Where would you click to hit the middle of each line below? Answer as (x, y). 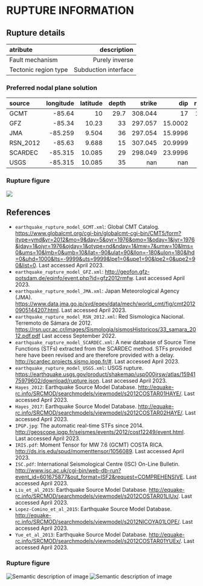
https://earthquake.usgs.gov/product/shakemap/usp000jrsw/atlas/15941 (105, 374)
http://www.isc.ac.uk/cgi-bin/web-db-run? (68, 471)
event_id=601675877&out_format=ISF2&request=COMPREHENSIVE (99, 477)
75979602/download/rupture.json (57, 381)
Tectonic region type (39, 70)
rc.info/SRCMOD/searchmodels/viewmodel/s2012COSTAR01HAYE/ (98, 393)
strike (148, 103)
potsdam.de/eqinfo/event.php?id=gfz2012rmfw (74, 278)
